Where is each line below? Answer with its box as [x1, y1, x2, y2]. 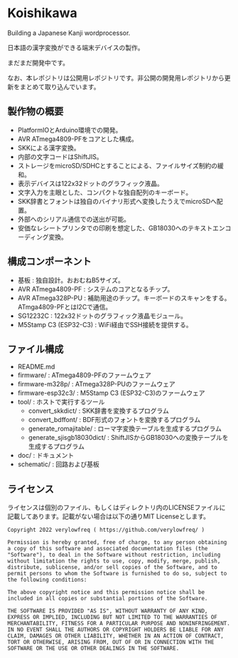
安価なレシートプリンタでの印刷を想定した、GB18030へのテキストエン [17, 223, 225, 232]
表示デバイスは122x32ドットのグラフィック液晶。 [17, 179, 163, 187]
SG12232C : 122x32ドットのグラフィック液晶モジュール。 [17, 312, 187, 320]
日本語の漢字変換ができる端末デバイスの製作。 [7, 43, 144, 51]
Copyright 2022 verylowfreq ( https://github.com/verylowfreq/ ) [7, 526, 205, 534]
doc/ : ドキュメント [17, 451, 75, 460]
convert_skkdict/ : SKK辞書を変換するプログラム [28, 406, 169, 415]
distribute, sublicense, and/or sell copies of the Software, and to [7, 564, 218, 571]
